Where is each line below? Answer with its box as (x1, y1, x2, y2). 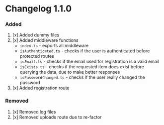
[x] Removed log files (12, 109, 56, 115)
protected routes (19, 53, 55, 59)
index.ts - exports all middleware (19, 43, 89, 49)
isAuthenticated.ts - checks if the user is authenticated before (19, 48, 150, 54)
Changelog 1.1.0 (5, 3, 72, 14)
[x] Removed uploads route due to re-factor (12, 114, 102, 120)
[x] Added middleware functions (12, 37, 79, 43)
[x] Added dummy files (12, 32, 60, 38)
